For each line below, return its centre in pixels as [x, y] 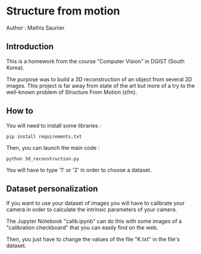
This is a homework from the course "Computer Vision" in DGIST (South [95, 61]
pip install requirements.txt [44, 137]
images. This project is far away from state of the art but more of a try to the [101, 85]
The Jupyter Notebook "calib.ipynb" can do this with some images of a [94, 221]
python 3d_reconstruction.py [43, 159]
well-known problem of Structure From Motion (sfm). [72, 92]
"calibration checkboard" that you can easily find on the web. [82, 228]
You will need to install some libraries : [54, 125]
